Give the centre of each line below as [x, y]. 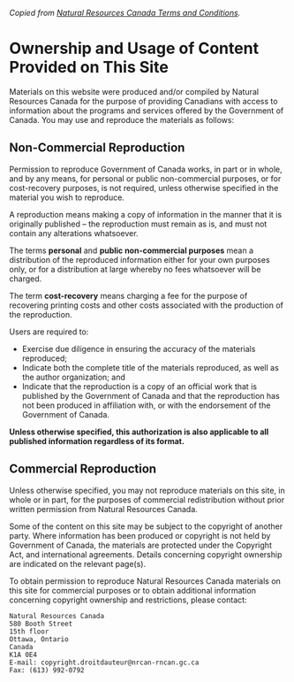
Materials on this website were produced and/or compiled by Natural [134, 91]
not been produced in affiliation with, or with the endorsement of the [146, 405]
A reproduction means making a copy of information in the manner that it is [146, 214]
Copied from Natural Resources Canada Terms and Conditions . [125, 13]
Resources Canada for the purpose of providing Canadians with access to [143, 101]
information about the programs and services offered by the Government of [147, 111]
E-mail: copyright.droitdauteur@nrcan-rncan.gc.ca [104, 663]
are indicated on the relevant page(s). [78, 563]
